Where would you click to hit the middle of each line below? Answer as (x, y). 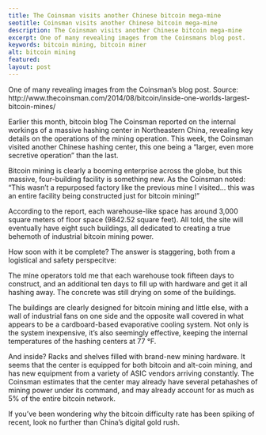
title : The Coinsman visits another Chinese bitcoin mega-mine (115, 15)
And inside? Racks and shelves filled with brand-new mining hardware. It (127, 356)
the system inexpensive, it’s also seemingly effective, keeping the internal (128, 332)
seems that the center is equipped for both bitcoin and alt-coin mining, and (130, 365)
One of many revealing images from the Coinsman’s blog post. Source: (123, 89)
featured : (25, 60)
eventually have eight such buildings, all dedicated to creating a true (120, 228)
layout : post (30, 67)
